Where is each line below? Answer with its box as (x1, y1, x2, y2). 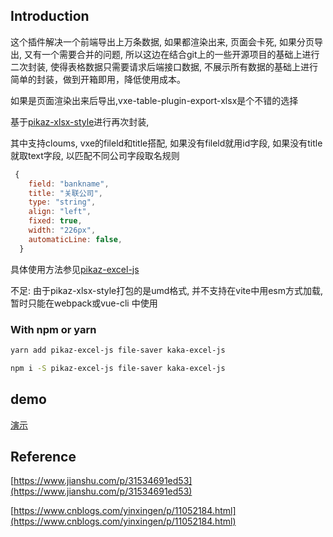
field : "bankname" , (28, 179, 110, 189)
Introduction (10, 8, 90, 25)
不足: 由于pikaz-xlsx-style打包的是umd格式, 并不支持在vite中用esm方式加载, (10, 284, 324, 296)
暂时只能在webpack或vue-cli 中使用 (10, 297, 158, 309)
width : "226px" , (28, 225, 97, 236)
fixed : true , (28, 216, 83, 226)
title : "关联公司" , (28, 188, 103, 198)
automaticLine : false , (28, 234, 123, 244)
